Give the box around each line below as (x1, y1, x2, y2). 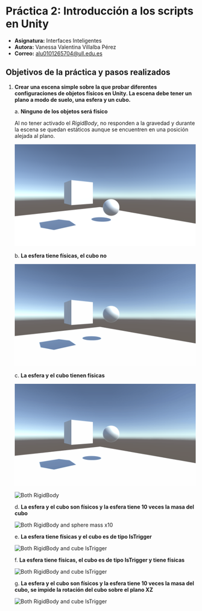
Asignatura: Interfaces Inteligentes (14, 37, 102, 44)
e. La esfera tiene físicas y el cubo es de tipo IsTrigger (14, 533, 152, 540)
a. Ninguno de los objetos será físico (14, 107, 108, 115)
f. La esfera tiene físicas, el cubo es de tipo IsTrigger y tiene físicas (14, 556, 185, 564)
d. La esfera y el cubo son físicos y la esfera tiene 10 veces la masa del (14, 503, 194, 510)
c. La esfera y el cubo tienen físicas (14, 372, 105, 379)
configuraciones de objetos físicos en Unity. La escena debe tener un (14, 89, 192, 97)
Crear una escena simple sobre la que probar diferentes (14, 83, 157, 90)
